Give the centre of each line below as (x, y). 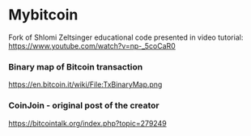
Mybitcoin (43, 15)
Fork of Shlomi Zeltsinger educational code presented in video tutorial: (126, 37)
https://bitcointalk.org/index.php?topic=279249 (88, 123)
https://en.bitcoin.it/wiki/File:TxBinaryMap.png (85, 85)
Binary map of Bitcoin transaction (76, 66)
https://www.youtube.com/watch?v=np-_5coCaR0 (92, 45)
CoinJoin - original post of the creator (84, 105)
